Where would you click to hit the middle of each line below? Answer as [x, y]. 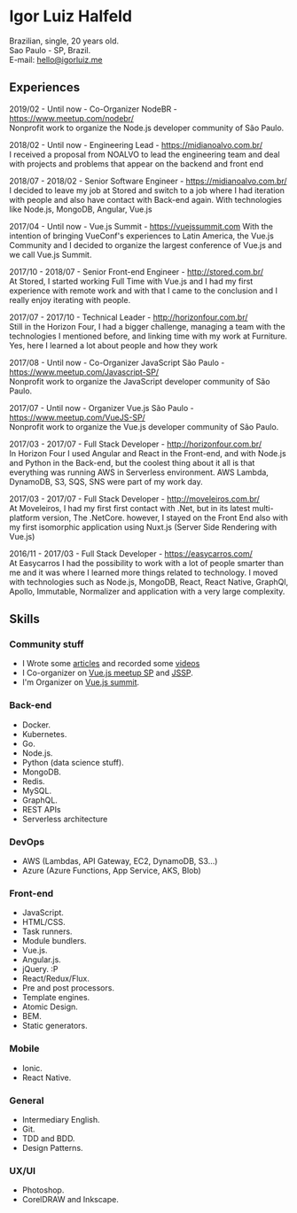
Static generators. [55, 1026]
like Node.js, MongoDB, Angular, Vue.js [81, 209]
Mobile [24, 1049]
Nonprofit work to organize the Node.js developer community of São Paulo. [147, 128]
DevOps [27, 842]
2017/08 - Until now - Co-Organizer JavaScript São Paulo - [117, 362]
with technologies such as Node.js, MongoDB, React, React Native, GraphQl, [149, 581]
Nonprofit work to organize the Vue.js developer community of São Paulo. [144, 426]
